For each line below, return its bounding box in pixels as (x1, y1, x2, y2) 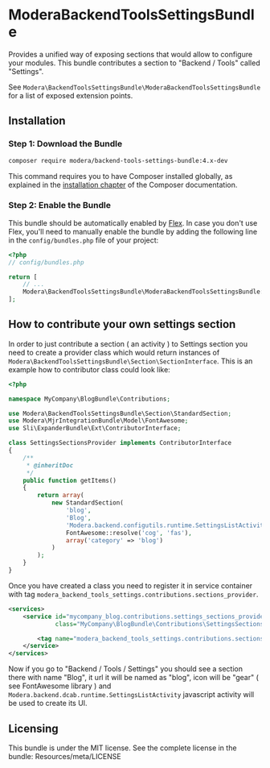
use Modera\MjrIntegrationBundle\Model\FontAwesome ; (8, 417, 189, 425)
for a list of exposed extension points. (8, 90, 133, 100)
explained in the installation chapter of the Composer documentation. (8, 180, 238, 189)
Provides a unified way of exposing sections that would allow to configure (8, 49, 253, 59)
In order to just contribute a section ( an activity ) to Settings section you (8, 338, 248, 348)
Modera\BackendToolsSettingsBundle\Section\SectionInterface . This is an (8, 356, 253, 366)
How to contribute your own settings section (8, 318, 236, 331)
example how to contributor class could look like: (8, 364, 170, 374)
